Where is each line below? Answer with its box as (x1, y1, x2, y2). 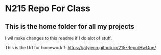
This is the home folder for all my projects (5, 22, 135, 31)
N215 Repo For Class (5, 3, 91, 14)
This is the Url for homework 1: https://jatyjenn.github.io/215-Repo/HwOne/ (5, 45, 156, 50)
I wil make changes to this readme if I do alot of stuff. (5, 35, 112, 41)
